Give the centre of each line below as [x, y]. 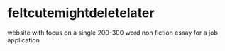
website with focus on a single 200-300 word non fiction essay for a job [113, 33]
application [24, 40]
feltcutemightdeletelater [81, 13]
